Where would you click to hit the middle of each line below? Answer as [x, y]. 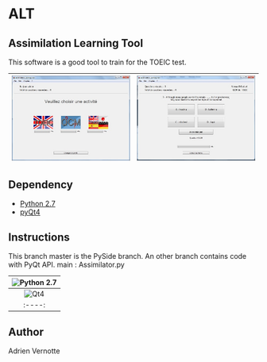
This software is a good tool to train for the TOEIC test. [97, 62]
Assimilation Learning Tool [76, 43]
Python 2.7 [37, 204]
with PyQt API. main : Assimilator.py [66, 265]
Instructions [39, 237]
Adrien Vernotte [34, 351]
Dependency [41, 185]
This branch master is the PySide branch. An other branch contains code [128, 256]
